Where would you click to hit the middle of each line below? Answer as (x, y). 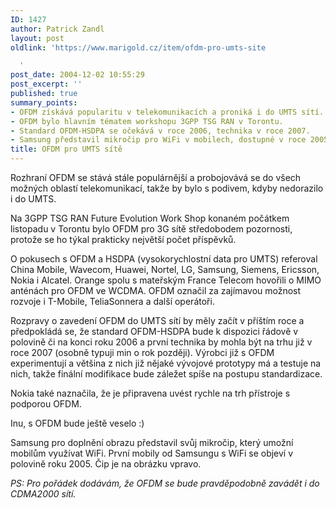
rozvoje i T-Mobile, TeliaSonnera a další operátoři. (112, 301)
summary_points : (44, 102)
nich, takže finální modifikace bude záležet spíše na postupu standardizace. (166, 374)
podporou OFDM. (46, 404)
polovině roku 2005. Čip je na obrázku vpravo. (106, 464)
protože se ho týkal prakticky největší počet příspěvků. (123, 239)
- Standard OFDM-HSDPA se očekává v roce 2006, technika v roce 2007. (160, 131)
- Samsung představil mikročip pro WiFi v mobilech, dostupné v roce (158, 140)
